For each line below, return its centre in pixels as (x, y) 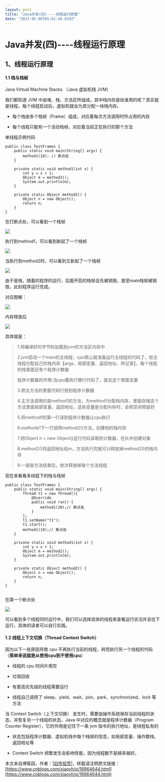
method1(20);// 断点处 (62, 508)
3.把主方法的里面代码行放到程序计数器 (56, 390)
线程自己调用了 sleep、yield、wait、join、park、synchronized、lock (81, 697)
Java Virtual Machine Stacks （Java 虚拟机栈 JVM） (58, 89)
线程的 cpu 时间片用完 (35, 666)
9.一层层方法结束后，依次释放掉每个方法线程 (62, 465)
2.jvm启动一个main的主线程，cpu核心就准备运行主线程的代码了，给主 (87, 357)
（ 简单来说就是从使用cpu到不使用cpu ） (45, 655)
